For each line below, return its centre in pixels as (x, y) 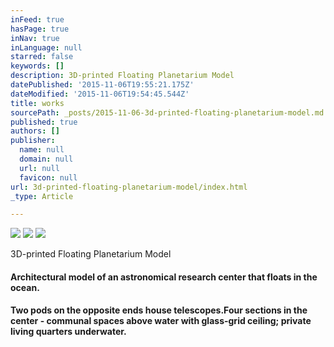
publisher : (33, 141)
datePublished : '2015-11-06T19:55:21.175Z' (102, 85)
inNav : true (35, 38)
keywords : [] (37, 66)
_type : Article (42, 196)
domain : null (46, 159)
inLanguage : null (46, 47)
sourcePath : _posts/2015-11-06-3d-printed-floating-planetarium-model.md (167, 112)
